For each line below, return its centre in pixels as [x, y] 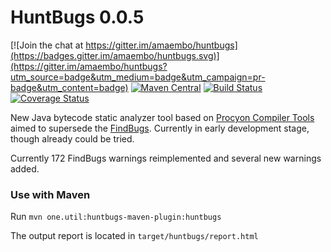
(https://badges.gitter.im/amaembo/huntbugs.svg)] [115, 55]
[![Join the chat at [47, 45]
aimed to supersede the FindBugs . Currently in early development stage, [160, 128]
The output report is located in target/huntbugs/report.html [134, 236]
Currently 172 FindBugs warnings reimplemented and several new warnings [166, 158]
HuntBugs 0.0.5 [77, 17]
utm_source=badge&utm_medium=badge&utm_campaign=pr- [138, 77]
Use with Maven [50, 194]
